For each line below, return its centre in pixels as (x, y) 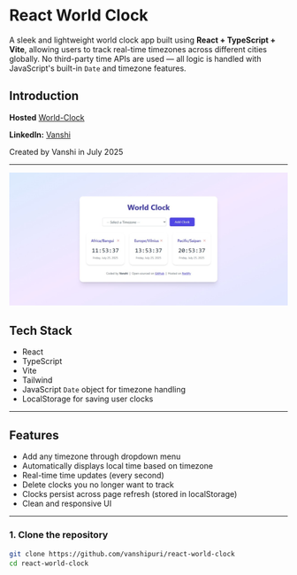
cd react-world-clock (49, 563)
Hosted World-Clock (47, 117)
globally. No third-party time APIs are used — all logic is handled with (135, 58)
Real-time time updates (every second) (93, 476)
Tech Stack (41, 330)
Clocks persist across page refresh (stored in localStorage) (129, 494)
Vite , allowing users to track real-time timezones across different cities (138, 49)
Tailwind (37, 380)
